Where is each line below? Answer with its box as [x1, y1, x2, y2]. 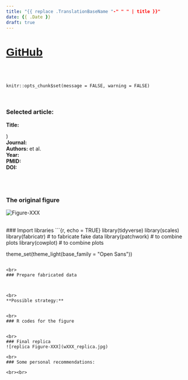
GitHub [6, 46, 43, 59]
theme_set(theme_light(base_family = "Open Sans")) [6, 251, 133, 258]
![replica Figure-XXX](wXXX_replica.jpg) [6, 344, 109, 350]
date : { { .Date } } [6, 14, 51, 20]
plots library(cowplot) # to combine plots [6, 239, 104, 247]
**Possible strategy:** [6, 298, 64, 304]
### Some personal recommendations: [6, 360, 95, 365]
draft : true [6, 19, 35, 25]
